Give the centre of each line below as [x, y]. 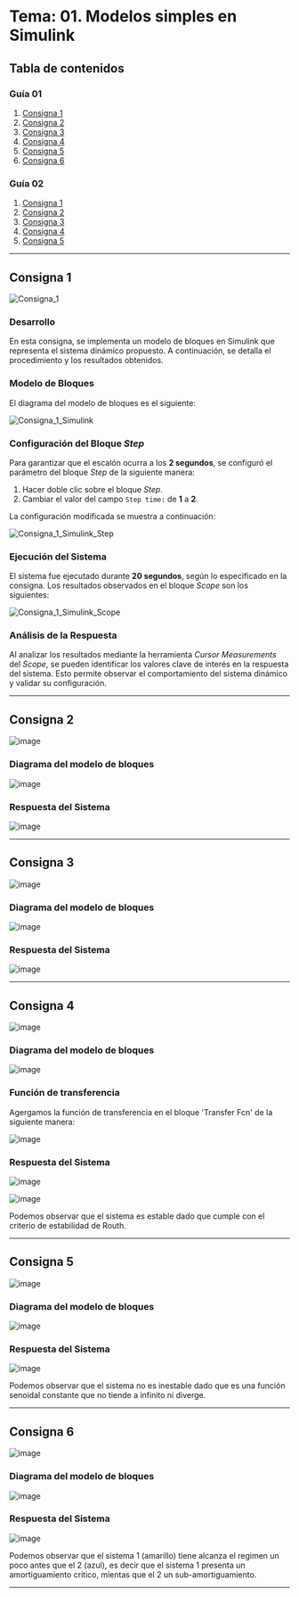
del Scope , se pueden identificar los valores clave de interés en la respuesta [149, 664]
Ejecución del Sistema [58, 557]
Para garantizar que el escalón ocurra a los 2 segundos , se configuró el [141, 462]
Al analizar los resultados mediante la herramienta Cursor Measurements [143, 655]
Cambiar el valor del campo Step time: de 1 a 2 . [110, 499]
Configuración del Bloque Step [77, 443]
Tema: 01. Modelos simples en [123, 17]
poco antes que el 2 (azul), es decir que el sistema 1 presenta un [128, 1565]
